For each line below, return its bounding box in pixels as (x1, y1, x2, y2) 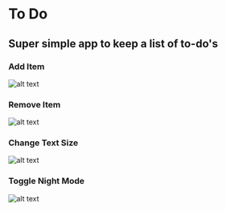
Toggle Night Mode (8, 176, 85, 187)
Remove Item (8, 99, 61, 110)
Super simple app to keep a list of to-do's (8, 37, 219, 51)
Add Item (8, 61, 45, 72)
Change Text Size (8, 137, 79, 148)
